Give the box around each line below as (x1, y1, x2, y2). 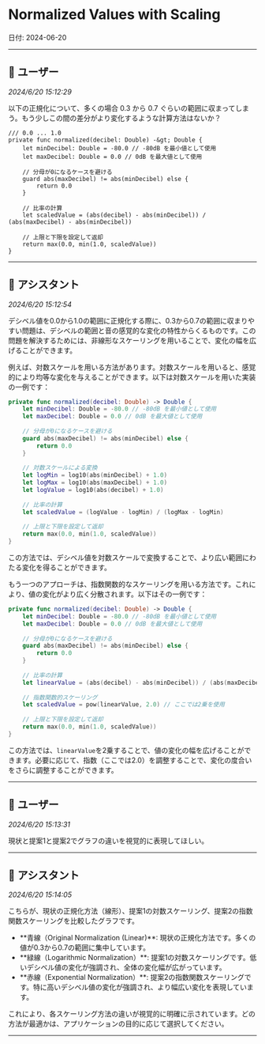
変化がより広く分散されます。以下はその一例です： (42, 589, 207, 599)
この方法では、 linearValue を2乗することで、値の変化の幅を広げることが (8, 745, 244, 755)
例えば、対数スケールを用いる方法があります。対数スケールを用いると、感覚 (8, 362, 256, 372)
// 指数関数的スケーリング (22, 694, 98, 702)
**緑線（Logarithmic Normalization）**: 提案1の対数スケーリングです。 (19, 953, 250, 963)
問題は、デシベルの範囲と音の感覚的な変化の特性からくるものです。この (21, 326, 256, 335)
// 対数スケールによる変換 (22, 464, 98, 472)
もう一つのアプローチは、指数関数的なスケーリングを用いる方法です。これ (8, 580, 250, 589)
